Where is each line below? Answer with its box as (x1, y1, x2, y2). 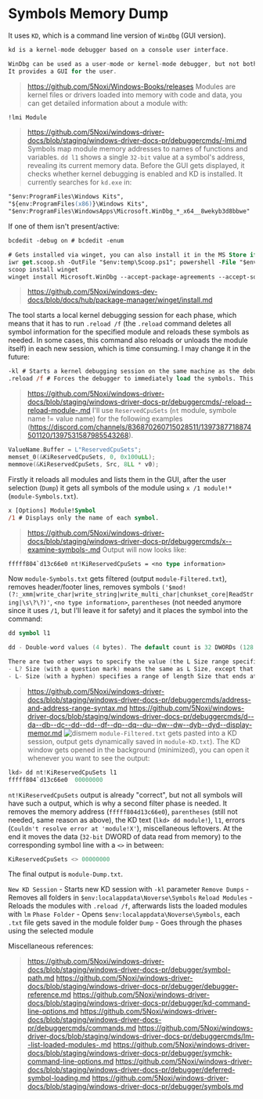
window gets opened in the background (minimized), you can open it (27, 745, 250, 754)
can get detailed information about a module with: (27, 98, 189, 108)
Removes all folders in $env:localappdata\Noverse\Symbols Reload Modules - (8, 893, 253, 903)
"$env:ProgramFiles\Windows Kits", (8, 193, 124, 201)
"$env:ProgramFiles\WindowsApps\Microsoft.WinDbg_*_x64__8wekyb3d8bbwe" (8, 207, 250, 216)
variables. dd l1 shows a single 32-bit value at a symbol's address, (27, 152, 245, 162)
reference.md (27, 990, 72, 999)
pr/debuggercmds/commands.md (27, 1024, 137, 1033)
